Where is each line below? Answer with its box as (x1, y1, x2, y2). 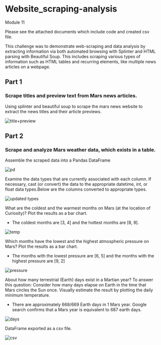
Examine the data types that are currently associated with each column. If (5, 176, 151, 182)
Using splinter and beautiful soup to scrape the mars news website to (5, 103, 143, 109)
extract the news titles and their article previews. (5, 108, 102, 114)
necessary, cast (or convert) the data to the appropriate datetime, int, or (5, 181, 148, 187)
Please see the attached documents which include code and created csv (5, 29, 149, 34)
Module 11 (5, 19, 25, 25)
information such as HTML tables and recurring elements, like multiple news (5, 59, 156, 64)
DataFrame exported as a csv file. (5, 326, 72, 331)
